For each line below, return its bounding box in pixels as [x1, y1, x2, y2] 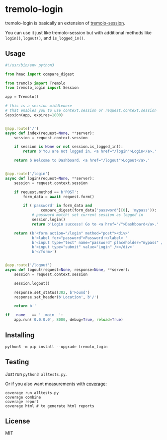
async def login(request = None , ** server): [5, 176, 94, 181]
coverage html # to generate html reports [5, 403, 94, 409]
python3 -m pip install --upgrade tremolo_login [5, 344, 108, 349]
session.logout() [14, 281, 50, 286]
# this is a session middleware [5, 103, 72, 108]
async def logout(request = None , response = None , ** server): [5, 267, 130, 272]
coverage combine [5, 395, 41, 400]
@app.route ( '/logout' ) [5, 263, 52, 268]
